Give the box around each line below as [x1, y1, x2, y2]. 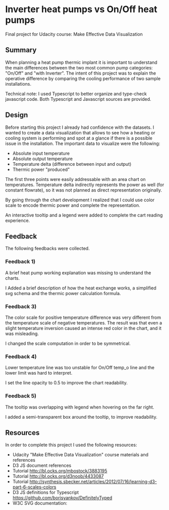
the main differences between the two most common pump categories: [5, 64, 153, 70]
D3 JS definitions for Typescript [12, 489, 79, 495]
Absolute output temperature [12, 156, 73, 162]
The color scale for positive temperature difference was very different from [5, 314, 161, 320]
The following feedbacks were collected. [5, 245, 90, 251]
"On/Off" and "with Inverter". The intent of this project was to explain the [5, 70, 156, 76]
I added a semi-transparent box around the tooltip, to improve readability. [5, 414, 158, 420]
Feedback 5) [5, 392, 37, 399]
